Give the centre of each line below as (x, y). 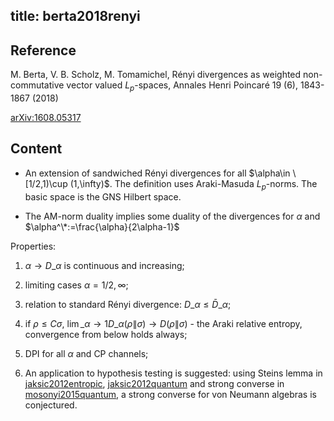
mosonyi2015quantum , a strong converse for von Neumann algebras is (170, 394)
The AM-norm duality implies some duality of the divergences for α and (172, 216)
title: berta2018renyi (75, 16)
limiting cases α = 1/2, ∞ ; (76, 285)
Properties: (33, 246)
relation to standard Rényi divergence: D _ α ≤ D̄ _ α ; (128, 304)
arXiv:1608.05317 (46, 117)
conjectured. (51, 405)
